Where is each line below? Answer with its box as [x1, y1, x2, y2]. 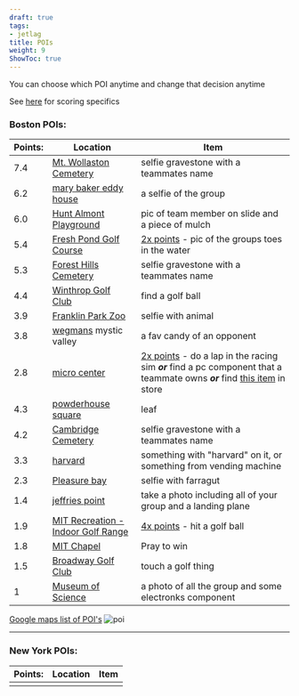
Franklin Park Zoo [52, 310, 126, 322]
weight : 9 [9, 46, 46, 55]
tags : [9, 21, 29, 30]
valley [52, 336, 77, 348]
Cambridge [52, 424, 100, 436]
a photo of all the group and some [141, 580, 282, 593]
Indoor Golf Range [52, 526, 129, 538]
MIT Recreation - [52, 514, 125, 527]
